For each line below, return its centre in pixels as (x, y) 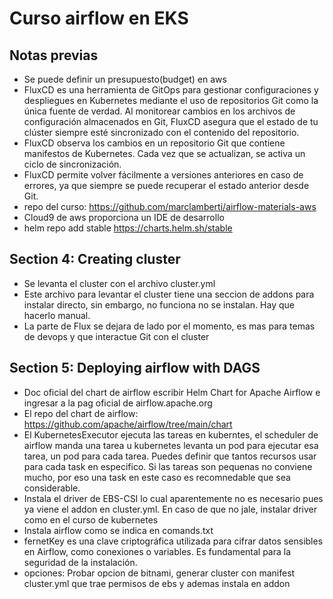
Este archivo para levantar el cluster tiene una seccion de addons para (169, 294)
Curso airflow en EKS (99, 18)
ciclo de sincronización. (72, 164)
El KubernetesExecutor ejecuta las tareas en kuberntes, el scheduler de (171, 434)
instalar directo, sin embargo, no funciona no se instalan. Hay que (159, 304)
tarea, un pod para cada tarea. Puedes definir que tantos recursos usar (170, 456)
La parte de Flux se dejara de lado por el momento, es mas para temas (169, 326)
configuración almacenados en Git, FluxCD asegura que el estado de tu (171, 121)
